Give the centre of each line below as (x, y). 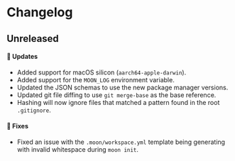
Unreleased (33, 39)
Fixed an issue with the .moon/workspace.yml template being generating (121, 142)
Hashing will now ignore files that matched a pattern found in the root (118, 102)
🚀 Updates (22, 57)
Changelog (40, 12)
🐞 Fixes (18, 126)
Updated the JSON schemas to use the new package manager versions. (122, 87)
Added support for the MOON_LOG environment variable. (95, 79)
